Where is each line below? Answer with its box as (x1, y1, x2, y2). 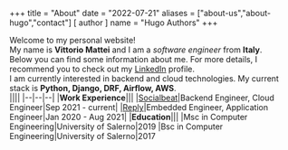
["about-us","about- (197, 8, 272, 18)
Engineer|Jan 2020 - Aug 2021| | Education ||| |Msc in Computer (9, 112, 248, 122)
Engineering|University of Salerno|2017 (9, 131, 156, 141)
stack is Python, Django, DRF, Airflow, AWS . (9, 83, 177, 93)
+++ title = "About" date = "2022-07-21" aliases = (9, 8, 196, 18)
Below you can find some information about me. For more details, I (9, 54, 258, 64)
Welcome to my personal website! (9, 35, 136, 45)
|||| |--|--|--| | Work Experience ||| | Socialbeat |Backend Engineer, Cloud (9, 92, 274, 103)
